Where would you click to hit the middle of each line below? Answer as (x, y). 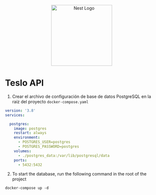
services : (15, 115)
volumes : (23, 151)
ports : (20, 160)
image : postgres (30, 128)
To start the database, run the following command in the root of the (79, 174)
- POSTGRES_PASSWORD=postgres (48, 147)
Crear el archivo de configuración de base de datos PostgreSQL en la (82, 96)
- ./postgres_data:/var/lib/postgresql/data (64, 156)
